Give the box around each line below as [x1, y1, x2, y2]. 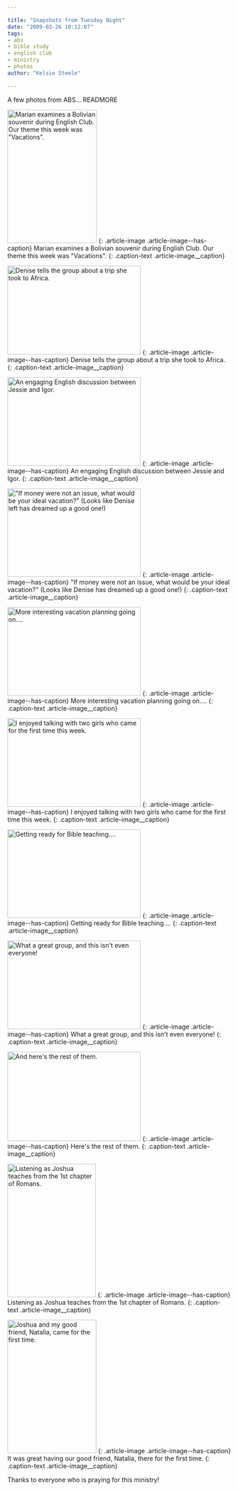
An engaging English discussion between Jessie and [70, 467, 225, 475]
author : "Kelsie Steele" [7, 69, 81, 77]
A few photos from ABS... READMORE [7, 95, 118, 104]
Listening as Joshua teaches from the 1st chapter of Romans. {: [7, 1298, 193, 1306]
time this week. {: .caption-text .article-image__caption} [7, 815, 170, 824]
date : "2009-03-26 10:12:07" [7, 23, 94, 31]
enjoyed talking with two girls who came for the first [73, 807, 226, 816]
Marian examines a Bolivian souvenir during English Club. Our [33, 243, 215, 253]
